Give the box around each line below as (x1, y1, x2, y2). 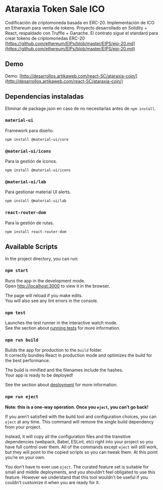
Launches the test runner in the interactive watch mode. (5, 320, 118, 326)
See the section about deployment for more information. (5, 382, 118, 388)
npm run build (5, 337, 39, 343)
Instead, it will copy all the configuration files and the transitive (5, 433, 131, 439)
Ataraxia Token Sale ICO (5, 3, 105, 15)
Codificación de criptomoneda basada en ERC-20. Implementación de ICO (5, 20, 155, 26)
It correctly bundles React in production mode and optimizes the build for (5, 352, 152, 359)
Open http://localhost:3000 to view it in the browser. (5, 283, 110, 289)
